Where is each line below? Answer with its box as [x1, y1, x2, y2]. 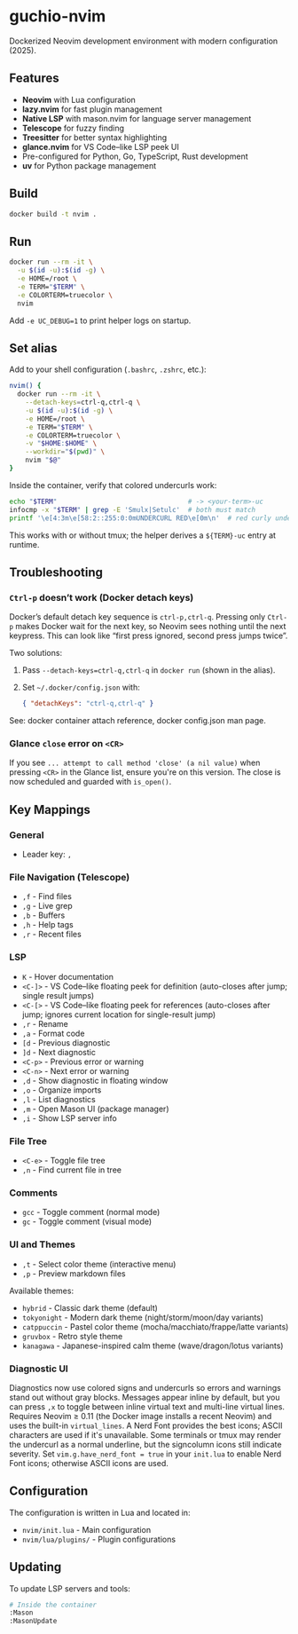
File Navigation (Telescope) [9, 872, 130, 884]
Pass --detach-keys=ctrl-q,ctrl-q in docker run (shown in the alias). [21, 665, 276, 675]
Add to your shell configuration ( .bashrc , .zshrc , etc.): [9, 364, 207, 375]
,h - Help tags [21, 920, 74, 930]
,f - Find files [21, 891, 73, 902]
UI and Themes [9, 1238, 75, 1251]
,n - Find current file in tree [21, 1164, 122, 1175]
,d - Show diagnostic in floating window [21, 1075, 169, 1085]
